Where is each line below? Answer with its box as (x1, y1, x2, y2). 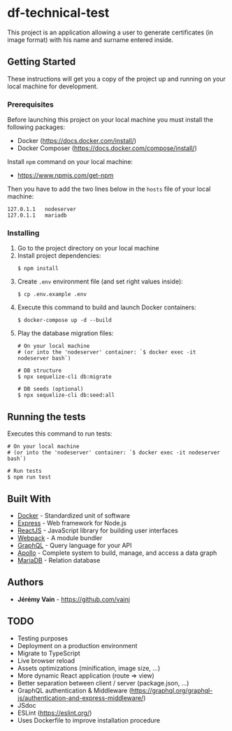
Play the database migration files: (17, 329, 114, 337)
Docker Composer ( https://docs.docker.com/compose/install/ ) (17, 144, 198, 152)
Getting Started (7, 56, 76, 68)
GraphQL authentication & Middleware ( (17, 686, 131, 695)
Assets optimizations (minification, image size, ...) (17, 664, 161, 672)
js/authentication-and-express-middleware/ (17, 693, 144, 702)
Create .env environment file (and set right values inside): (17, 277, 183, 286)
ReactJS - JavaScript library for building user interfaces (17, 526, 178, 535)
